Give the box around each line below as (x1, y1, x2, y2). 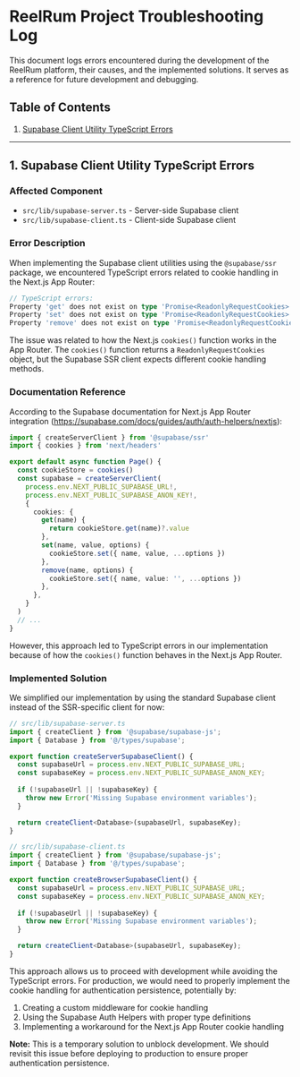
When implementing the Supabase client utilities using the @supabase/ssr (9, 257, 277, 268)
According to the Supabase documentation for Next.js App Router (9, 406, 252, 417)
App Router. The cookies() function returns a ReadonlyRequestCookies (9, 345, 265, 355)
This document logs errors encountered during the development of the (9, 55, 270, 65)
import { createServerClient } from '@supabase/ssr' (9, 432, 210, 442)
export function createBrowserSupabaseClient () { (9, 876, 198, 885)
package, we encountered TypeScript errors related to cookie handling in (9, 267, 279, 278)
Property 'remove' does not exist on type (9, 319, 170, 328)
